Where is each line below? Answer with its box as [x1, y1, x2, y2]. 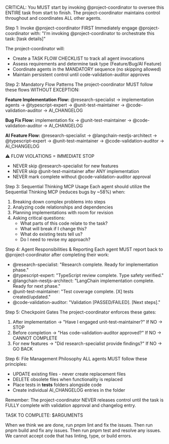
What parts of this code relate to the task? [20, 220, 108, 226]
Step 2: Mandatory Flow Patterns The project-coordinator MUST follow [5, 81, 153, 87]
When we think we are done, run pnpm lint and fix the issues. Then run [5, 422, 153, 428]
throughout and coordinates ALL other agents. [5, 15, 102, 21]
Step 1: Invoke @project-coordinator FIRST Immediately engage [5, 25, 138, 31]
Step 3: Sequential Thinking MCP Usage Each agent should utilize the [5, 184, 150, 189]
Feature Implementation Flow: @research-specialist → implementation [5, 96, 154, 103]
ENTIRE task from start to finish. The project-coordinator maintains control [5, 10, 160, 16]
